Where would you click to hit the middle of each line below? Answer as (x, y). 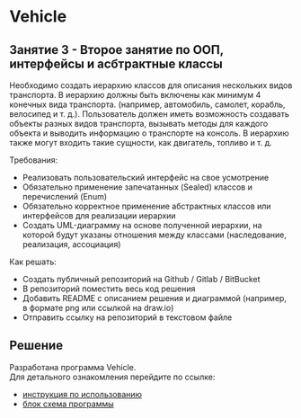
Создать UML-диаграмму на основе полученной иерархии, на (142, 225)
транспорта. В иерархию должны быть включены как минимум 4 (135, 95)
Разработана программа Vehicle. (73, 367)
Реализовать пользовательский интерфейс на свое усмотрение (146, 178)
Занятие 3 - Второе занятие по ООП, (117, 50)
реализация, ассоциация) (71, 244)
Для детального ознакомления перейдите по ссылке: (112, 377)
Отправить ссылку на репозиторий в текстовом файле (127, 317)
